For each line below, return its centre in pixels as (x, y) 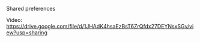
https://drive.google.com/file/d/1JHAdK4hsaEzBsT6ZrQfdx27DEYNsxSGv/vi (100, 26)
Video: (14, 20)
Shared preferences (31, 9)
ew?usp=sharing (27, 33)
